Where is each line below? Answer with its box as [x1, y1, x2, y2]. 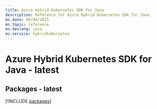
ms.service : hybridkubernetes [5, 31, 70, 36]
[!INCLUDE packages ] [5, 98, 52, 104]
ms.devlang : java [5, 27, 42, 32]
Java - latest [5, 64, 59, 76]
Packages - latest [5, 84, 62, 93]
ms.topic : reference [5, 21, 50, 27]
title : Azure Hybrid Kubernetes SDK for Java [5, 7, 104, 13]
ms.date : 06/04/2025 [5, 17, 50, 22]
